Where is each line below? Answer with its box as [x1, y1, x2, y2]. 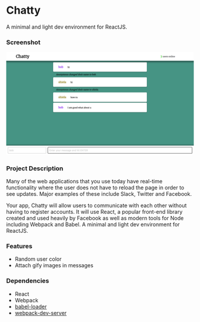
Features [6, 242, 33, 251]
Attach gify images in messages [14, 262, 93, 269]
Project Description [6, 164, 64, 173]
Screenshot [6, 38, 40, 46]
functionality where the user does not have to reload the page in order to [6, 184, 185, 191]
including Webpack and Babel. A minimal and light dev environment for [6, 221, 180, 228]
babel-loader [14, 303, 47, 310]
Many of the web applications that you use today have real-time [6, 178, 162, 185]
